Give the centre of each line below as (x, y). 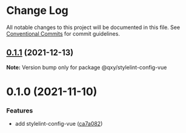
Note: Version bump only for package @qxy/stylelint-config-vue (87, 67)
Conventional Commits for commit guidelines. (63, 33)
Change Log (37, 11)
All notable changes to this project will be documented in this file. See (93, 27)
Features (20, 111)
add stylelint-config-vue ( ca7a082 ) (59, 124)
